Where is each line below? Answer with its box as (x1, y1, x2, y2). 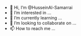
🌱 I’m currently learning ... (9, 15, 62, 20)
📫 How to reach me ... (9, 26, 55, 31)
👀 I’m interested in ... (9, 10, 52, 16)
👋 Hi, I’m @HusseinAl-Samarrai (9, 5, 73, 10)
